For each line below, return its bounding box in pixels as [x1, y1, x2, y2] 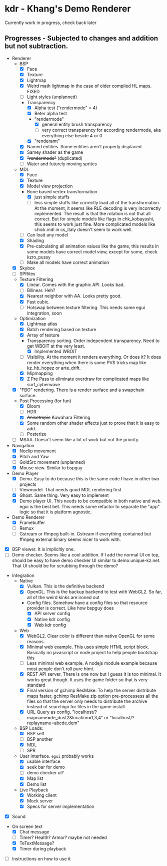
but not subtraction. [4, 42, 68, 51]
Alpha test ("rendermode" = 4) [34, 105, 97, 111]
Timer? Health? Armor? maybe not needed [19, 834, 107, 840]
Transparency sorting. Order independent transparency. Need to [26, 338, 160, 344]
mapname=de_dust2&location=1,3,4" [26, 715, 103, 720]
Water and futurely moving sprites [26, 161, 97, 167]
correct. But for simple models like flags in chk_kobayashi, [34, 216, 154, 222]
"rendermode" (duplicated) [26, 155, 83, 161]
